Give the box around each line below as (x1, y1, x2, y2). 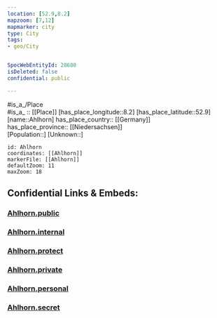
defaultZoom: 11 (7, 162, 55, 169)
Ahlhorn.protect (7, 246, 64, 256)
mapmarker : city (7, 23, 55, 30)
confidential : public (7, 74, 71, 81)
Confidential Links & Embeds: (7, 187, 139, 199)
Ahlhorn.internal (7, 227, 65, 237)
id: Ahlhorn (7, 143, 42, 151)
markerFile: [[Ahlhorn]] (7, 156, 80, 163)
